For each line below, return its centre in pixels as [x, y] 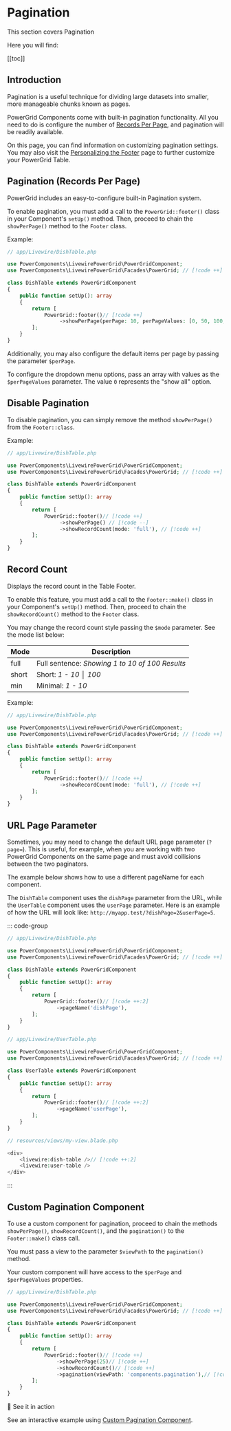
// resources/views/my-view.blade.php [63, 1140]
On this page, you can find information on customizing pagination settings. [113, 145]
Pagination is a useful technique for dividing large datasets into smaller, [108, 96]
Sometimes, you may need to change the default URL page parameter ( [108, 842]
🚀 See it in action [31, 1407]
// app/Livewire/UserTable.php [52, 1040]
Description [111, 651]
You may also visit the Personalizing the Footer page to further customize [111, 152]
